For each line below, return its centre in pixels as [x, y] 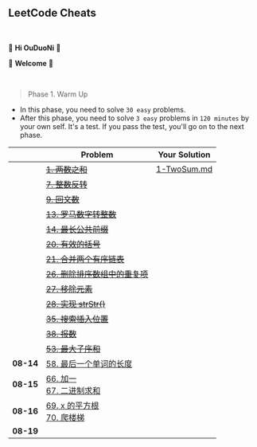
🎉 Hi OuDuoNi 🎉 [35, 48]
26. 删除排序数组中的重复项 [97, 274]
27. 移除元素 [69, 288]
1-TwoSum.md [185, 169]
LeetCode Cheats [53, 13]
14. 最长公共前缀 [77, 229]
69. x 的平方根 [72, 406]
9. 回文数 [62, 199]
